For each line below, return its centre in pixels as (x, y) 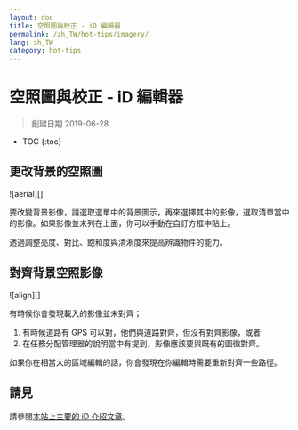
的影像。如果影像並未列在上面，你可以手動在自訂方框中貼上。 (122, 223)
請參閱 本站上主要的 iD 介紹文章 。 (70, 416)
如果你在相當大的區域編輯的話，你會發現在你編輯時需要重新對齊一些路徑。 (145, 362)
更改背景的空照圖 (56, 171)
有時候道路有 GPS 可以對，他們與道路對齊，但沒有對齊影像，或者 (141, 332)
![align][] (25, 295)
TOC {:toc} (42, 142)
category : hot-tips (45, 51)
